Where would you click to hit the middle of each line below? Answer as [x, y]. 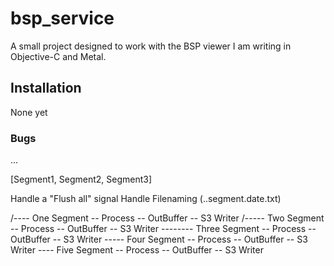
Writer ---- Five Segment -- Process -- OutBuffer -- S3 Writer [137, 250]
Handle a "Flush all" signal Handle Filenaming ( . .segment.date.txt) [146, 199]
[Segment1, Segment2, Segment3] [81, 179]
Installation [46, 88]
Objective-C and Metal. [58, 56]
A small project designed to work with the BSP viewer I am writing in [151, 46]
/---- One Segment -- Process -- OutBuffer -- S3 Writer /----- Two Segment [167, 218]
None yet [29, 112]
